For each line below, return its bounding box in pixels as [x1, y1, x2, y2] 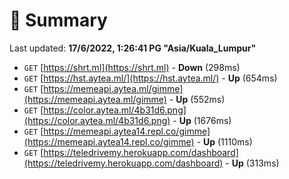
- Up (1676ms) [172, 114, 232, 126]
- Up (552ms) [168, 93, 226, 105]
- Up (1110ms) [196, 135, 253, 148]
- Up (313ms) [225, 157, 280, 169]
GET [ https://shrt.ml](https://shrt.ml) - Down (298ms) [23, 61, 241, 73]
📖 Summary [9, 9, 108, 32]
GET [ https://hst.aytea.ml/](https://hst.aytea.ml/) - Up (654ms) [23, 72, 278, 84]
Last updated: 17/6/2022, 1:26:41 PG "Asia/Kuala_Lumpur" [9, 42, 257, 54]
